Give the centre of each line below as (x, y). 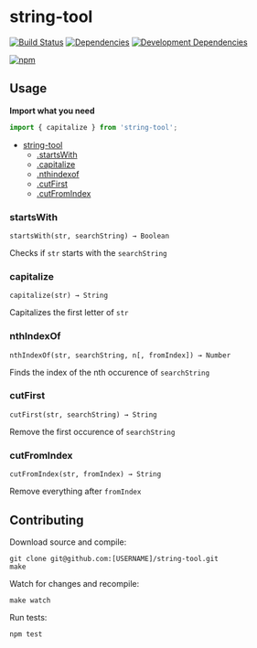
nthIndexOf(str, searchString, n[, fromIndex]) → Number (120, 355)
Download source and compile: (68, 542)
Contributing (47, 520)
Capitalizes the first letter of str (70, 313)
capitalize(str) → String (59, 296)
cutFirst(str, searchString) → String (83, 414)
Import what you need (52, 111)
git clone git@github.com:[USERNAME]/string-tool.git (114, 558)
